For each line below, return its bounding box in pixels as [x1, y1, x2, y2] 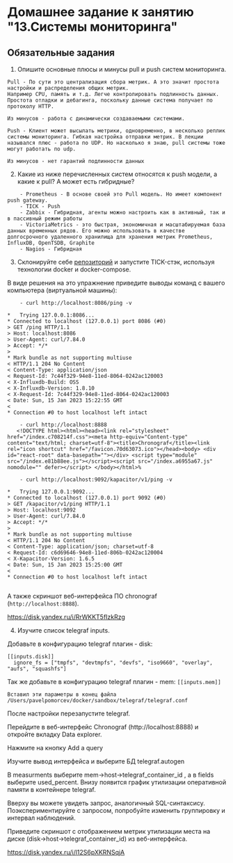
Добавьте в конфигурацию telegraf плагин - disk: [7, 640, 153, 648]
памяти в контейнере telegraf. [7, 786, 96, 793]
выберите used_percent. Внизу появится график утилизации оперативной [7, 778, 227, 786]
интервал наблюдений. [7, 814, 76, 822]
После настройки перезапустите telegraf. [7, 709, 131, 718]
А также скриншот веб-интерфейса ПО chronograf [7, 592, 158, 600]
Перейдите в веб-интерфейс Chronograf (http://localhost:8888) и [7, 723, 199, 731]
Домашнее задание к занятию [7, 4, 195, 20]
